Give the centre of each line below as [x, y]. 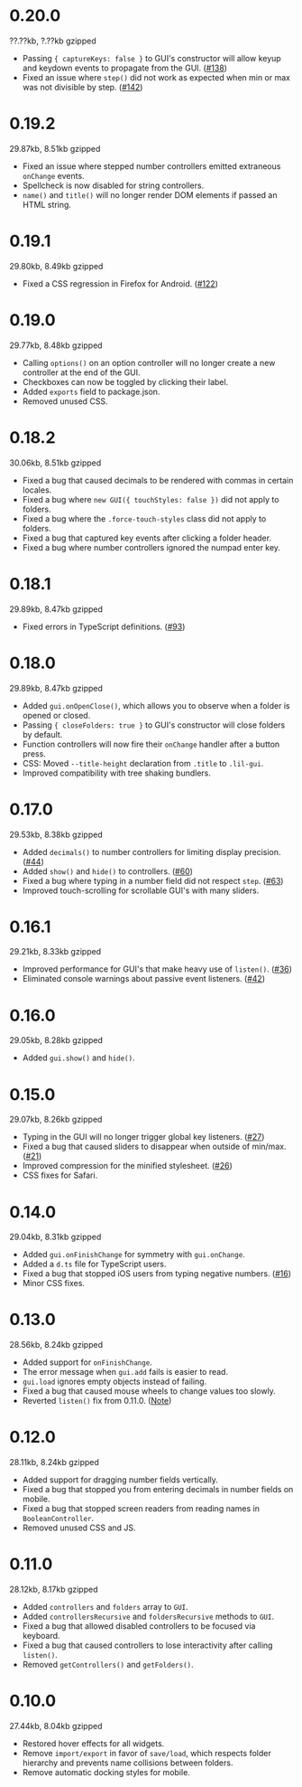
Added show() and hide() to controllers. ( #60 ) [108, 871]
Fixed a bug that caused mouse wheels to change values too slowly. [149, 1391]
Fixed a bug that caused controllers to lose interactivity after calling [147, 1645]
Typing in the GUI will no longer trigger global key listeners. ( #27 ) [143, 1137]
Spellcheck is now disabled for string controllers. [113, 185]
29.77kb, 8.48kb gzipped [56, 345]
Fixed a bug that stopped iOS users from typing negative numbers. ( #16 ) [156, 1274]
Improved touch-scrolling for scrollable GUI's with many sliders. [141, 890]
